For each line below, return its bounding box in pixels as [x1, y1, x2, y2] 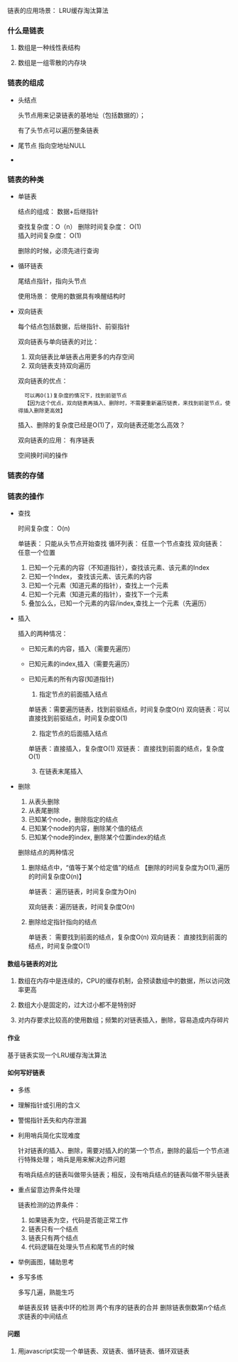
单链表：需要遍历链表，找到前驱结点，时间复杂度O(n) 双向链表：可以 [28, 705, 230, 714]
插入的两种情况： [17, 630, 68, 638]
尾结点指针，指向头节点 [17, 277, 87, 285]
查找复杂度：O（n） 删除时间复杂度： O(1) [17, 222, 142, 230]
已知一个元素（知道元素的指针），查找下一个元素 [28, 590, 169, 599]
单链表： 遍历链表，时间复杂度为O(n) [28, 887, 137, 896]
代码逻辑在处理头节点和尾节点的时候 [28, 1242, 135, 1251]
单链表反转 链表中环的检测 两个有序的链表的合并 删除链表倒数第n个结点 [17, 1303, 226, 1311]
